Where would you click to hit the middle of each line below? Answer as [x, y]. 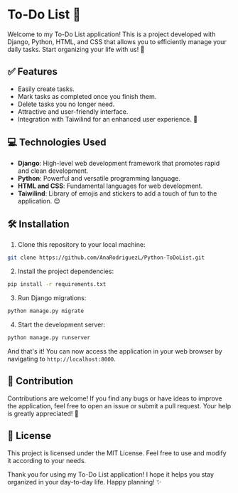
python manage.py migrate [45, 311]
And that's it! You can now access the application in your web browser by [115, 351]
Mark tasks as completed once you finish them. [87, 96]
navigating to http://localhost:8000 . [61, 359]
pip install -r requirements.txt [57, 285]
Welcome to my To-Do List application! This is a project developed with [112, 34]
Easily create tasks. [46, 89]
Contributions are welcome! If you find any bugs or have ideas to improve [115, 398]
